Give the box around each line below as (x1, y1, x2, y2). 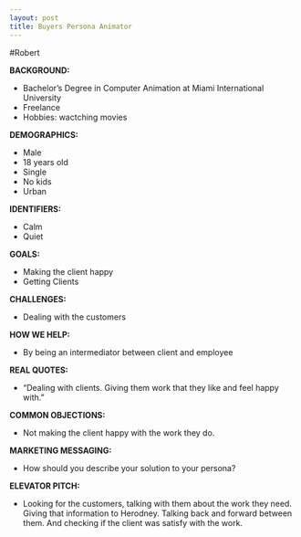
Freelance (22, 101, 61, 112)
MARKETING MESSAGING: (9, 445, 112, 456)
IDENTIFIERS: (9, 203, 62, 215)
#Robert (9, 47, 40, 58)
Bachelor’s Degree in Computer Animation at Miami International (22, 82, 265, 93)
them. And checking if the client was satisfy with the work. (22, 517, 244, 528)
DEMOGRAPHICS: (9, 129, 79, 140)
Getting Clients (22, 276, 79, 287)
